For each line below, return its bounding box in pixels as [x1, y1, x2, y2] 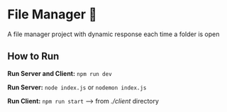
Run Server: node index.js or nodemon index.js [7, 83, 147, 91]
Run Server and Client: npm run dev [7, 69, 112, 77]
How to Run [7, 50, 60, 62]
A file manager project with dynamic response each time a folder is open [7, 30, 220, 38]
